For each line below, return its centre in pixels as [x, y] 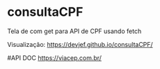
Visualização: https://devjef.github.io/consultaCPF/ [80, 44]
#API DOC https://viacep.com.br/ [55, 58]
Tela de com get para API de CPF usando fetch [74, 31]
